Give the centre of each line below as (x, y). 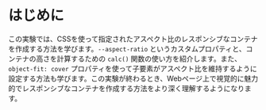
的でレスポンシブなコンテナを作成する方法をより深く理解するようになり (126, 88)
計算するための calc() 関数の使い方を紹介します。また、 (149, 59)
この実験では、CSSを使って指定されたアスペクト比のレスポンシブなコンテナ (133, 39)
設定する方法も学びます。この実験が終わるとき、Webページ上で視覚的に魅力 (133, 78)
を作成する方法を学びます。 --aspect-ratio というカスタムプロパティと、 (127, 48)
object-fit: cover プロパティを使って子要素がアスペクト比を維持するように (133, 68)
